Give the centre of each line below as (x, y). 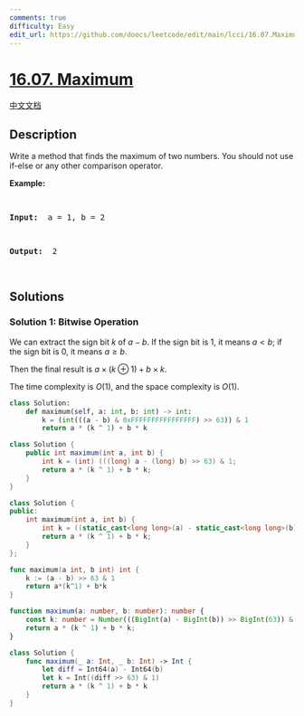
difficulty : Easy (42, 26)
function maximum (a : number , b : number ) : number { (107, 611)
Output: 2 (33, 251)
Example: (28, 184)
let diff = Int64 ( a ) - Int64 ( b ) (103, 670)
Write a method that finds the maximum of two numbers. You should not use (152, 156)
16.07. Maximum (71, 79)
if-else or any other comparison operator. (86, 166)
